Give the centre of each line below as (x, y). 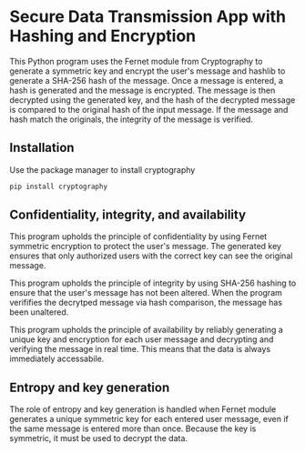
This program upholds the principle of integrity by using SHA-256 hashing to (153, 283)
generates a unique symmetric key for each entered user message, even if (149, 419)
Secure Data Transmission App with (148, 17)
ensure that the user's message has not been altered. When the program (146, 293)
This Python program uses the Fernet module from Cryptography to (136, 61)
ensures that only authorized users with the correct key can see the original (151, 256)
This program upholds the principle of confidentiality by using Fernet (138, 237)
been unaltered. (39, 312)
